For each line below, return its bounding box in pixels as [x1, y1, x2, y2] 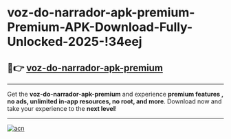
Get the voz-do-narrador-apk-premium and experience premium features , [7, 90, 223, 98]
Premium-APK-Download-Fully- [7, 19, 193, 35]
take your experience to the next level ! [7, 105, 117, 112]
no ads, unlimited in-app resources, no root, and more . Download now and [7, 97, 222, 105]
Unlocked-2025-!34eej [7, 34, 142, 49]
